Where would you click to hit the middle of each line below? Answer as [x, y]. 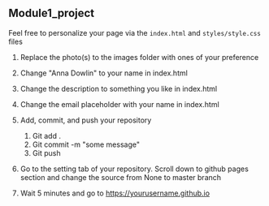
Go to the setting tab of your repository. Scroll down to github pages [134, 169]
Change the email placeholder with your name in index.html [119, 104]
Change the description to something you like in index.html [119, 88]
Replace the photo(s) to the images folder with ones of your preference [139, 57]
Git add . [46, 135]
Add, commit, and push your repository [86, 120]
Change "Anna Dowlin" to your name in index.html [104, 73]
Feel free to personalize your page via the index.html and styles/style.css [135, 32]
